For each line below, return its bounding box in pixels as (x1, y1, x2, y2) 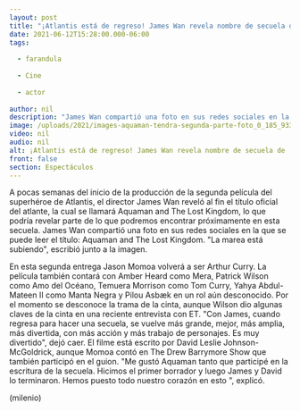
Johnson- (222, 337, 259, 348)
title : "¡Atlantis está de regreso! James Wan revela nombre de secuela (9, 21, 286, 30)
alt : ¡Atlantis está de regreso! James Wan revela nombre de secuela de (9, 146, 286, 155)
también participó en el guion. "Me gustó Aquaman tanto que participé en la (9, 356, 288, 367)
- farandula (17, 55, 62, 63)
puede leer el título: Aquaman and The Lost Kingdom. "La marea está (9, 234, 263, 246)
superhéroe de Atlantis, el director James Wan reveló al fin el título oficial (9, 197, 279, 207)
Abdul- (258, 281, 284, 291)
